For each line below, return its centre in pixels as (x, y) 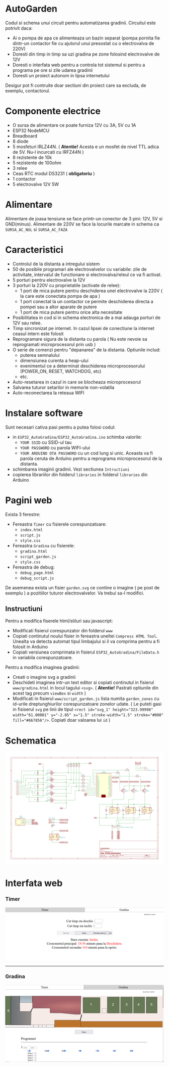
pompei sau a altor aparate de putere (58, 307)
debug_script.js (37, 578)
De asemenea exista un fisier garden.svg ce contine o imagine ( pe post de (82, 587)
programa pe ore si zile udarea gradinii (53, 70)
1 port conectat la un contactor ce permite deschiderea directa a (87, 301)
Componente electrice (53, 111)
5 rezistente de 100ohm (37, 163)
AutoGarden (31, 9)
